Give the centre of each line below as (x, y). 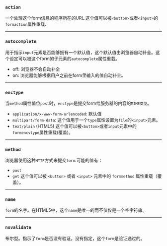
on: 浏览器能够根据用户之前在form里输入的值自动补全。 (69, 75)
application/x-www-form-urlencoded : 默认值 (57, 114)
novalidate (18, 227)
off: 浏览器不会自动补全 (36, 69)
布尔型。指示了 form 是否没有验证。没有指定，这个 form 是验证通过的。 (75, 238)
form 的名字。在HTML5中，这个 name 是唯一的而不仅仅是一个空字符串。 (76, 210)
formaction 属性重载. (26, 24)
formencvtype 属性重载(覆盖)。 (42, 132)
